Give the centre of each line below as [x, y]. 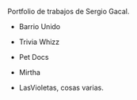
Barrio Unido [40, 26]
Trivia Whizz [39, 42]
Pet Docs [34, 57]
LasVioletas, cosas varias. [61, 87]
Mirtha [30, 72]
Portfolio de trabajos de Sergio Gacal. [68, 11]
